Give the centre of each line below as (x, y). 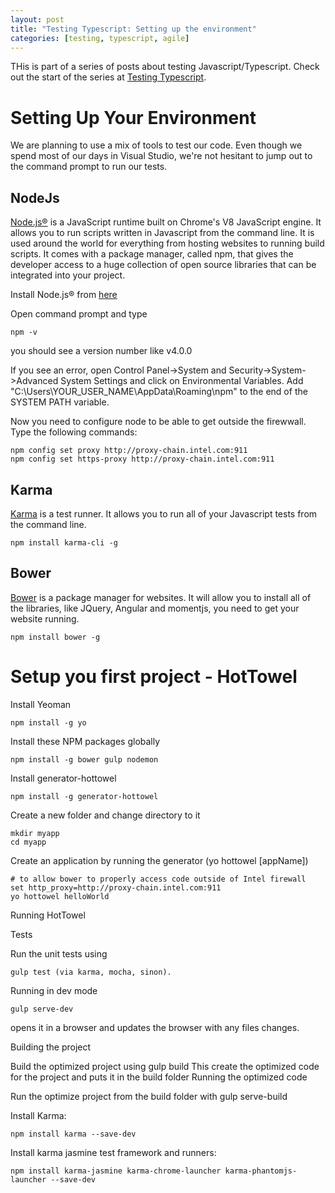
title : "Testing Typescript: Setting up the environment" (133, 29)
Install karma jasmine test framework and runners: (113, 1152)
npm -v (24, 332)
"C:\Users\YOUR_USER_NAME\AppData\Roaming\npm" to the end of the (159, 392)
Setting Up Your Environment (133, 117)
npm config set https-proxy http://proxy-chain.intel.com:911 (142, 459)
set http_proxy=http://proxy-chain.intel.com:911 (116, 887)
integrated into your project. (68, 275)
